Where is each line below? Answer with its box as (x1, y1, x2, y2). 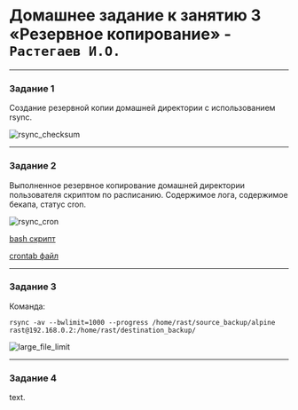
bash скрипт (9, 233, 56, 244)
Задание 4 (9, 372, 58, 384)
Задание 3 (9, 280, 57, 293)
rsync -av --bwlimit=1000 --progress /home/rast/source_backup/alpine (9, 318, 276, 327)
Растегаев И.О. (9, 43, 122, 60)
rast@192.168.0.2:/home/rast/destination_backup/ (9, 326, 197, 335)
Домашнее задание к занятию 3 (9, 5, 262, 26)
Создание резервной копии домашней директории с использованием (9, 103, 276, 114)
